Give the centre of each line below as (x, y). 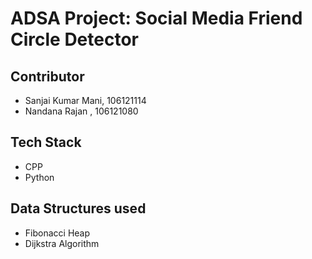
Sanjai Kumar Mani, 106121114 (85, 100)
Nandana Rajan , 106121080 (81, 111)
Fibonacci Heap (57, 233)
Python (39, 177)
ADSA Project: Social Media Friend (156, 18)
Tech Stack (46, 142)
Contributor (47, 76)
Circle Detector (74, 39)
